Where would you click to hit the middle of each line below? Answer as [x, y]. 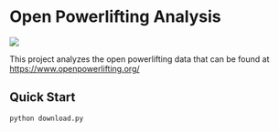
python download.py [47, 118]
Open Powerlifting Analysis [115, 17]
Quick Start [43, 97]
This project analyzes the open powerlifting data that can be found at [139, 59]
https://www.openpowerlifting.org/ [75, 68]
